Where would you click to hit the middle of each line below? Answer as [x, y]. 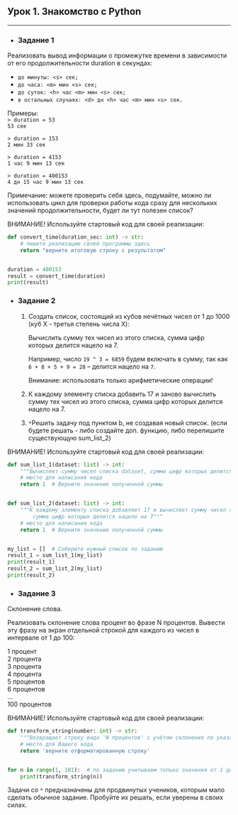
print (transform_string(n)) [61, 777]
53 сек [17, 126]
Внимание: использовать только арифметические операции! [120, 380]
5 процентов [26, 682]
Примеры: [23, 114]
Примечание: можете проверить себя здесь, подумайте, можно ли [109, 195]
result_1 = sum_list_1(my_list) [55, 556]
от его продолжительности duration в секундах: [80, 63]
